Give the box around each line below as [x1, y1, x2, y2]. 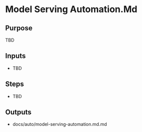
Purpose [5, 24, 33, 32]
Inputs [5, 52, 26, 60]
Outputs [5, 108, 32, 117]
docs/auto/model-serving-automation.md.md [12, 121, 107, 127]
